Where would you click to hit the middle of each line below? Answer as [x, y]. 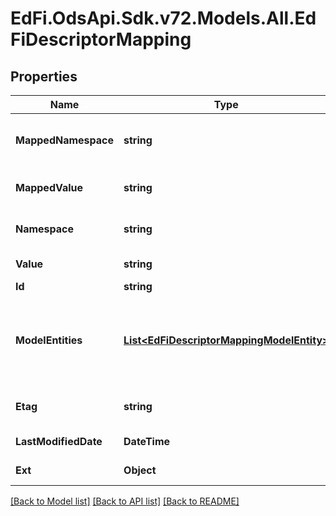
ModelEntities [49, 340]
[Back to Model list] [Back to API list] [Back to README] [125, 501]
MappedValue [49, 187]
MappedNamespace [65, 140]
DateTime [147, 441]
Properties [44, 76]
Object [140, 470]
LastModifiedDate [59, 441]
